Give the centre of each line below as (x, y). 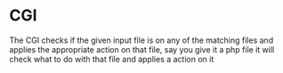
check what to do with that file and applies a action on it (112, 59)
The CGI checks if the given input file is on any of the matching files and (141, 40)
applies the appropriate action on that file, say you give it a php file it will (142, 49)
